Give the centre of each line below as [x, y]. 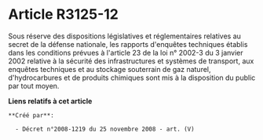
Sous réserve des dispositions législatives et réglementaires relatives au [125, 36]
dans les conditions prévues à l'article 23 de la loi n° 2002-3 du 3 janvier [126, 52]
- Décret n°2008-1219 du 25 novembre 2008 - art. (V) [105, 129]
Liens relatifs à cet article [50, 101]
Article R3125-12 [64, 14]
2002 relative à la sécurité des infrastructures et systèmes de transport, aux [131, 61]
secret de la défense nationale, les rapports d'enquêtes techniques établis [128, 44]
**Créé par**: [31, 115]
